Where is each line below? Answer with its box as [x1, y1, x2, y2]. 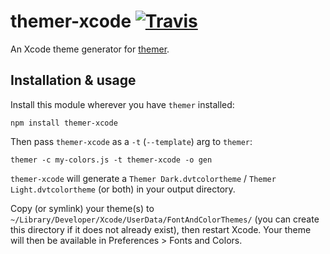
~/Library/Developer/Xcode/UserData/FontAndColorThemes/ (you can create [10, 213, 320, 225]
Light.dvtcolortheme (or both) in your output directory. [10, 183, 236, 195]
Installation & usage [10, 72, 137, 89]
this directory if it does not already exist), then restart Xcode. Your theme [10, 223, 312, 235]
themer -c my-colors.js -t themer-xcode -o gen [10, 155, 213, 165]
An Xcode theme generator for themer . [10, 43, 170, 55]
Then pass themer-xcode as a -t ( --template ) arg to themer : [10, 135, 253, 147]
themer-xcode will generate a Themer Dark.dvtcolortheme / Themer [10, 172, 277, 184]
